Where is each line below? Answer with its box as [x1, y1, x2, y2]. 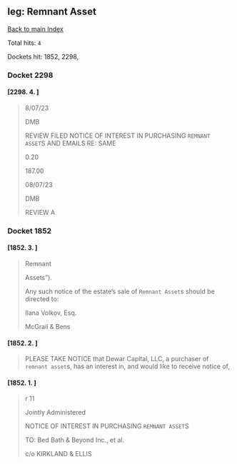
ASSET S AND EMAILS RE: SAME [24, 138, 116, 147]
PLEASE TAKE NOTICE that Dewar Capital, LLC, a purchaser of [24, 355, 209, 363]
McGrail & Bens [24, 323, 71, 331]
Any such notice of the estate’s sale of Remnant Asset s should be [24, 287, 216, 296]
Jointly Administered [24, 408, 86, 417]
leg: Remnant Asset [7, 6, 96, 18]
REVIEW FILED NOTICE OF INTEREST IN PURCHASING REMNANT [24, 131, 211, 140]
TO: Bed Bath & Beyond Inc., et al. [24, 435, 125, 445]
